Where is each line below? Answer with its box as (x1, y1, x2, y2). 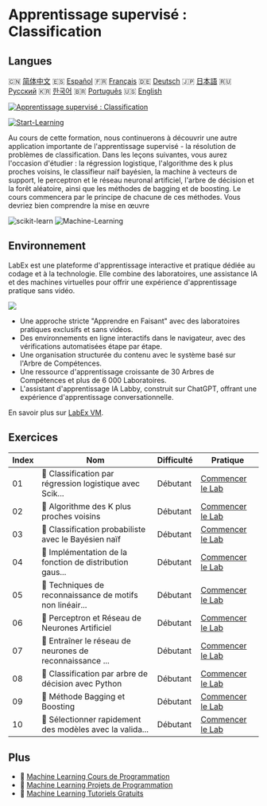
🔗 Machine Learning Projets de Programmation (19, 781, 173, 790)
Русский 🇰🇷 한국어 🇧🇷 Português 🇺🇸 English (8, 86, 163, 96)
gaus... (41, 566, 67, 577)
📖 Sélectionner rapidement (41, 714, 141, 725)
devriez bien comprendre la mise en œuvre (8, 201, 149, 210)
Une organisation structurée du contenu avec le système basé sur (19, 350, 236, 359)
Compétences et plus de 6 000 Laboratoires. (19, 375, 167, 385)
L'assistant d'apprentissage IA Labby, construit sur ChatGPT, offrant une (19, 384, 257, 393)
